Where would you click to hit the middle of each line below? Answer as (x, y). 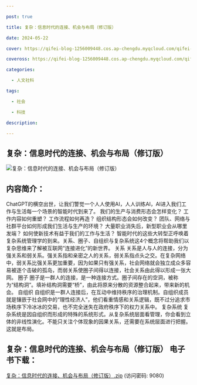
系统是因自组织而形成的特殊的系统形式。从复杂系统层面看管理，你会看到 (98, 314)
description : (22, 123)
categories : (21, 70)
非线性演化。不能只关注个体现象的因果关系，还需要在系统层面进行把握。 (103, 322)
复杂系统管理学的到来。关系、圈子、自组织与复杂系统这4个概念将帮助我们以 (98, 241)
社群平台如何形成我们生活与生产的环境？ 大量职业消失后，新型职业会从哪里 (97, 226)
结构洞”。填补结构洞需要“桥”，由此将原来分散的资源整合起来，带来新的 (99, 285)
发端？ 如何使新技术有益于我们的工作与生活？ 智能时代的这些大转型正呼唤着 (97, 233)
